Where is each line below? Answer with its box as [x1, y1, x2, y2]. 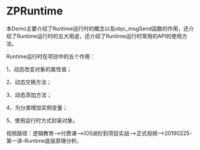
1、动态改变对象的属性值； [6, 65, 72, 73]
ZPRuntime [6, 4, 63, 18]
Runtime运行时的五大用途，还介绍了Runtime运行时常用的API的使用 [16, 32, 183, 40]
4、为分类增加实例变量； [6, 104, 68, 111]
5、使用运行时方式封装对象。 [6, 116, 78, 124]
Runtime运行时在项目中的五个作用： [6, 52, 95, 60]
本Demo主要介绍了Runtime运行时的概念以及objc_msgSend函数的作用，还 [6, 25, 189, 32]
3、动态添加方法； [6, 91, 52, 98]
